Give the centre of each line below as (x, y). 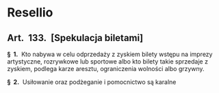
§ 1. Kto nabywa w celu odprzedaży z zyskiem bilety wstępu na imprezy (110, 54)
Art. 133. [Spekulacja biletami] (75, 38)
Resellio (30, 13)
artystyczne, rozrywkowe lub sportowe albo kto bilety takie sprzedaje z (108, 62)
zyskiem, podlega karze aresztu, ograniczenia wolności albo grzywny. (106, 69)
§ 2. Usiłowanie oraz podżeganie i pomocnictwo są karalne (92, 82)
